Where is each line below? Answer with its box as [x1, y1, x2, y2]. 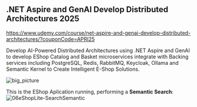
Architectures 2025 [6, 14, 79, 24]
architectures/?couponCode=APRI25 [6, 35, 95, 43]
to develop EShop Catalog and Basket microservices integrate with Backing [6, 53, 189, 60]
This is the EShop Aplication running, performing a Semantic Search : [6, 88, 174, 95]
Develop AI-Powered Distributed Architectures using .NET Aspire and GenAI [6, 47, 190, 54]
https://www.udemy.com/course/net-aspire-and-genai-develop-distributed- [6, 29, 191, 36]
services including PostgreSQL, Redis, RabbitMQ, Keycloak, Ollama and [6, 59, 179, 66]
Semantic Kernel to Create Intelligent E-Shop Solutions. [6, 65, 140, 73]
